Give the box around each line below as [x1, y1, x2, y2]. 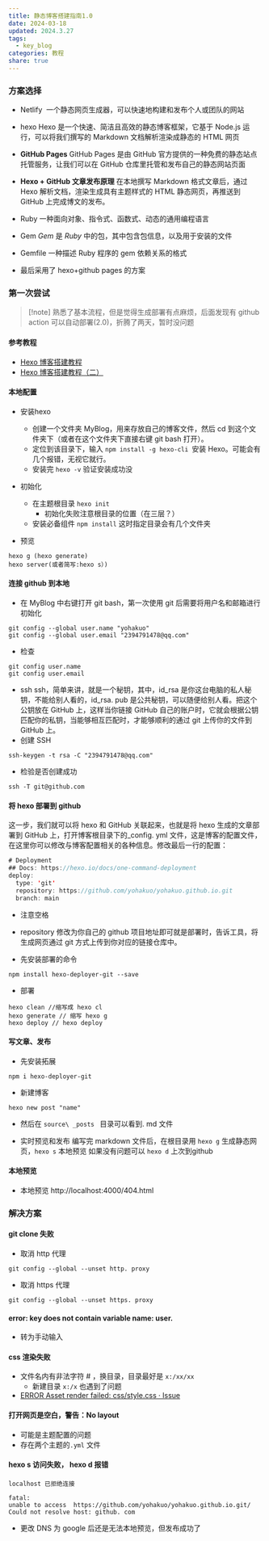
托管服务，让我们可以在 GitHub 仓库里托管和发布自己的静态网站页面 [19, 159, 246, 170]
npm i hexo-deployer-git [8, 1072, 92, 1081]
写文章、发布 [8, 1037, 51, 1047]
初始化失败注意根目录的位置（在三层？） [44, 508, 179, 518]
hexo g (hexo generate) [8, 552, 89, 560]
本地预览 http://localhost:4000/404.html [19, 1185, 154, 1195]
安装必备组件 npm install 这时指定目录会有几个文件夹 [32, 519, 212, 528]
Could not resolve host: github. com [8, 1508, 136, 1516]
